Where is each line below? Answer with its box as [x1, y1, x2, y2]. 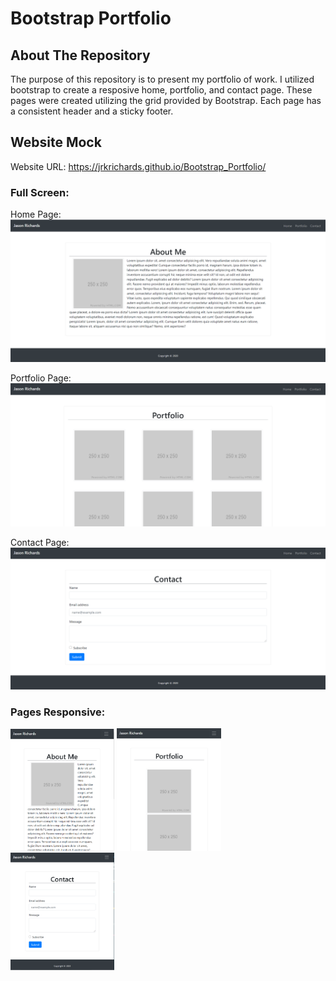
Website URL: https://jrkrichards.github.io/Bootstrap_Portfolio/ [10, 160, 267, 172]
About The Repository [10, 47, 151, 64]
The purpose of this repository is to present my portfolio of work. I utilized [10, 73, 315, 85]
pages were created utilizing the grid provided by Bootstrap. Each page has [10, 95, 322, 106]
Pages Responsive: [10, 705, 106, 719]
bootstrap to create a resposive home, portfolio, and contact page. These [10, 84, 313, 96]
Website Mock [10, 134, 102, 151]
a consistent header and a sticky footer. [10, 105, 174, 117]
